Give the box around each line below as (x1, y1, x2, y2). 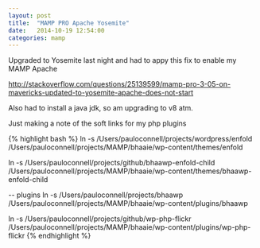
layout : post (8, 11, 52, 20)
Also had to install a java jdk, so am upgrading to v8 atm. (8, 103, 193, 113)
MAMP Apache (8, 64, 58, 74)
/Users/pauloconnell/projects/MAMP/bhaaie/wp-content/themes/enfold (8, 142, 243, 152)
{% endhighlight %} (26, 231, 91, 241)
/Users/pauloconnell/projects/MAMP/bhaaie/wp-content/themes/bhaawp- (8, 166, 252, 176)
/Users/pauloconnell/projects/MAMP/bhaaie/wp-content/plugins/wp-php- (8, 223, 251, 232)
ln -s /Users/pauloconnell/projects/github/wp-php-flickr (8, 214, 192, 223)
